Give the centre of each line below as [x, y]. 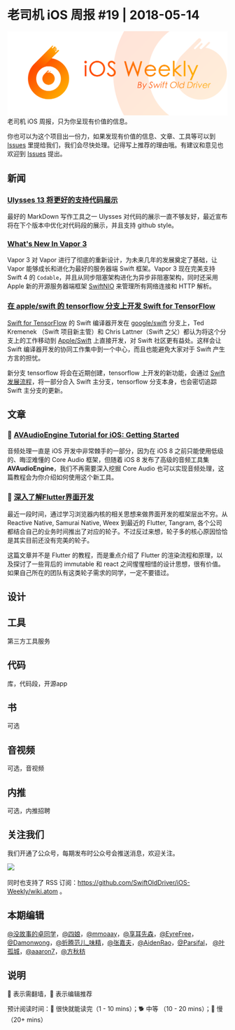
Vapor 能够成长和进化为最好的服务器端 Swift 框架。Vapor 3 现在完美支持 [111, 269]
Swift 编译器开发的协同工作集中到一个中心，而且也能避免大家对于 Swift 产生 [116, 349]
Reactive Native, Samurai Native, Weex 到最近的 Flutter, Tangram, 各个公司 [115, 522]
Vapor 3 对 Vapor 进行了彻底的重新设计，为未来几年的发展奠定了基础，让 [113, 260]
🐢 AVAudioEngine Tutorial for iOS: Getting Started [93, 435]
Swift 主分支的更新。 [37, 390]
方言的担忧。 [26, 358]
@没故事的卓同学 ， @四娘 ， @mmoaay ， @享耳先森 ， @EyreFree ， [102, 933]
